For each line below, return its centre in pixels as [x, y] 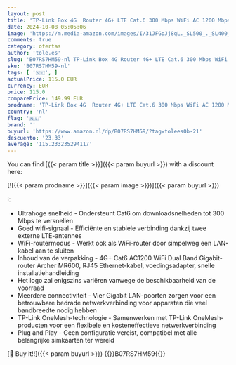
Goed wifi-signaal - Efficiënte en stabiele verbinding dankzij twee [112, 228]
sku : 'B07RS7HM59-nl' [39, 66]
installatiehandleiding [48, 273]
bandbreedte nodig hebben [57, 310]
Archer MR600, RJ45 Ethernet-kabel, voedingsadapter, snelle [126, 266]
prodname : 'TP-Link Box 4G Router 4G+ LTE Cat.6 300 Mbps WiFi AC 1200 [116, 105]
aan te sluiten [54, 251]
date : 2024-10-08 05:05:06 [47, 27]
